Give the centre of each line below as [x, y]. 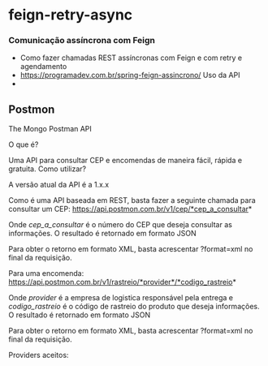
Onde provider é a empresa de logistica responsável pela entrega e [121, 298]
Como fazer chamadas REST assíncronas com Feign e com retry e [131, 58]
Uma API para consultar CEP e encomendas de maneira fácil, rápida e [125, 161]
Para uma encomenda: [46, 273]
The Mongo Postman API [50, 129]
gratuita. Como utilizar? [48, 169]
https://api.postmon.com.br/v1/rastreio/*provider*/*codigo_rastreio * [123, 282]
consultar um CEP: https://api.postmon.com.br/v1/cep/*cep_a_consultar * [130, 209]
